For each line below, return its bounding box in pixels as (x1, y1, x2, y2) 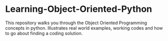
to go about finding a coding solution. (5, 30, 83, 36)
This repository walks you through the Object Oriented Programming (5, 20, 147, 26)
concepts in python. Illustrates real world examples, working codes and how (5, 25, 163, 31)
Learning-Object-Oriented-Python (5, 3, 152, 15)
